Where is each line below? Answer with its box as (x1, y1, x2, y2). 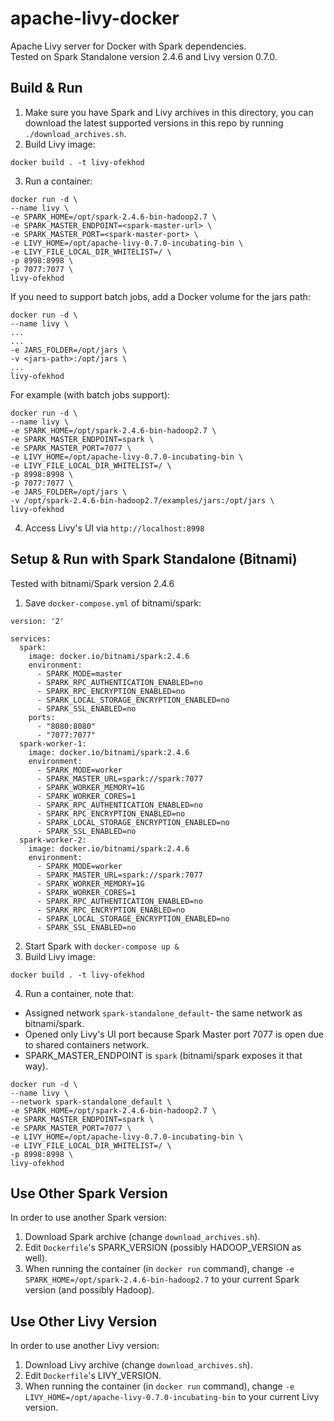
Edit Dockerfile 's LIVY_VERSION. (24, 1370, 162, 1382)
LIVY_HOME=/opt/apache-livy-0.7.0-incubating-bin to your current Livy (24, 1391, 320, 1403)
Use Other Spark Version (10, 1185, 168, 1202)
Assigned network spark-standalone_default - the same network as (24, 1007, 303, 1019)
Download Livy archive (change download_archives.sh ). (24, 1359, 253, 1371)
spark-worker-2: (19, 835, 87, 845)
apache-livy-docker (10, 7, 180, 30)
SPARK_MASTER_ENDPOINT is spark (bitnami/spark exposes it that (24, 1049, 303, 1061)
